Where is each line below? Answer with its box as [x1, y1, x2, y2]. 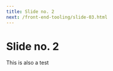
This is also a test [6, 59, 49, 66]
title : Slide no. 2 [6, 8, 55, 15]
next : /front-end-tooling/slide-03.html [6, 14, 108, 20]
